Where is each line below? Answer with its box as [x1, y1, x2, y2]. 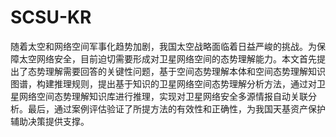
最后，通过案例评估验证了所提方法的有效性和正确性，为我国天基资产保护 [27, 102, 326, 115]
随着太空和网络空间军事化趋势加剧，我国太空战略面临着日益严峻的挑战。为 [10, 40, 317, 52]
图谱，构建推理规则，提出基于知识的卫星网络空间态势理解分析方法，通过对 [10, 77, 317, 90]
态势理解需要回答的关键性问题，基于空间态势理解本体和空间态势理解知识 [27, 65, 326, 77]
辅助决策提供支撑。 [10, 115, 90, 127]
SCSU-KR [10, 6, 92, 29]
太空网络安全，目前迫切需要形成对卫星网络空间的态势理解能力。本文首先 [18, 52, 317, 65]
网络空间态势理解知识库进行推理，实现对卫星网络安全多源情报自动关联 [18, 90, 308, 102]
